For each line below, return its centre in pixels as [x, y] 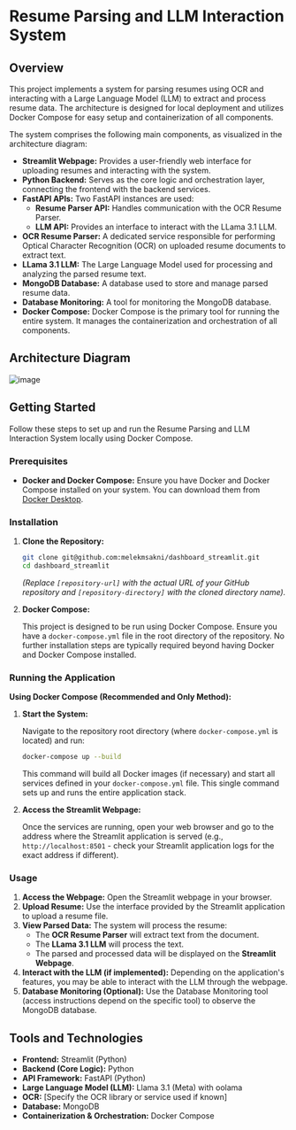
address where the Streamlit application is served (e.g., [122, 836]
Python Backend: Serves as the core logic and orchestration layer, [143, 180]
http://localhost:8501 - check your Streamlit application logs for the [148, 846]
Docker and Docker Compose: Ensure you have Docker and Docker [146, 480]
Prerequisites [38, 461]
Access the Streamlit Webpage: [81, 810]
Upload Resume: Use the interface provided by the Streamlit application [153, 907]
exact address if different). [70, 855]
